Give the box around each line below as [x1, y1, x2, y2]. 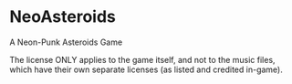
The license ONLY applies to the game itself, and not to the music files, [9, 54, 276, 65]
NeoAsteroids [9, 6, 116, 27]
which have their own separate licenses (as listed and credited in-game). [9, 64, 283, 75]
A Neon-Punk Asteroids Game [9, 37, 123, 47]
